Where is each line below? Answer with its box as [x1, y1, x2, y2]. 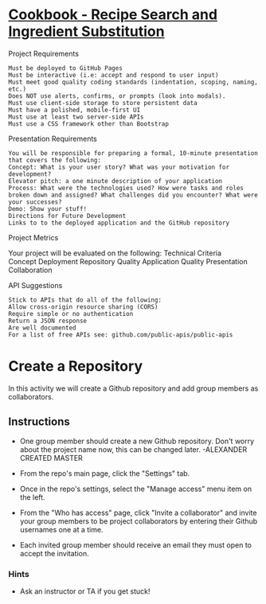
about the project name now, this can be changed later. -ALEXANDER [19, 444, 248, 454]
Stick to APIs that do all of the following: [8, 296, 162, 304]
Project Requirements [8, 49, 80, 58]
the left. [19, 492, 45, 502]
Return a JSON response [8, 317, 88, 325]
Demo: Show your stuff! [8, 205, 88, 212]
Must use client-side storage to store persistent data [8, 99, 198, 107]
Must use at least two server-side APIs [8, 113, 145, 121]
